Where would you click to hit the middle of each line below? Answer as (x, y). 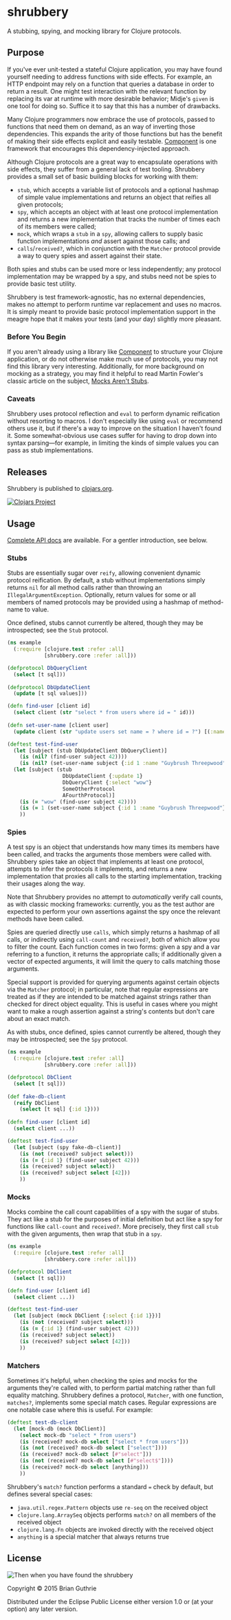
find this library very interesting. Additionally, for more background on (106, 366)
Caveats (21, 399)
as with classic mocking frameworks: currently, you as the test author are (111, 904)
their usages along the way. (46, 884)
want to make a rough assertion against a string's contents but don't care (111, 1011)
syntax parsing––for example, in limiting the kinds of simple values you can (113, 443)
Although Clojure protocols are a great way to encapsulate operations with (112, 162)
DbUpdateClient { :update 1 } (102, 776)
